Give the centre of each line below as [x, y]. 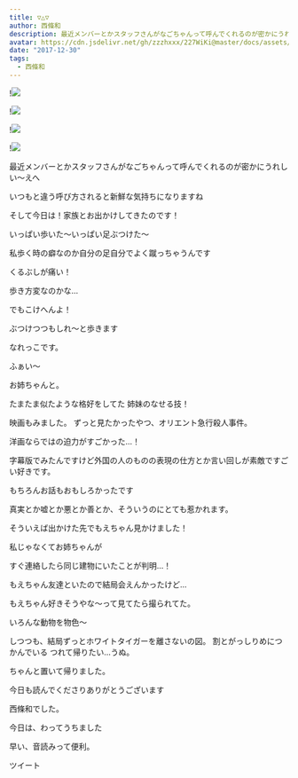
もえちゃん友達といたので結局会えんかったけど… [98, 584]
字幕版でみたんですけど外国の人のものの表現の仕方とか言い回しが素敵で [141, 460]
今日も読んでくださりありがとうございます [87, 689]
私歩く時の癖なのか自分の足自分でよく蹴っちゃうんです [110, 253]
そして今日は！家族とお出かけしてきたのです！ [94, 215]
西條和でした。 [36, 708]
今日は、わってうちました [56, 727]
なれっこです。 [36, 347]
